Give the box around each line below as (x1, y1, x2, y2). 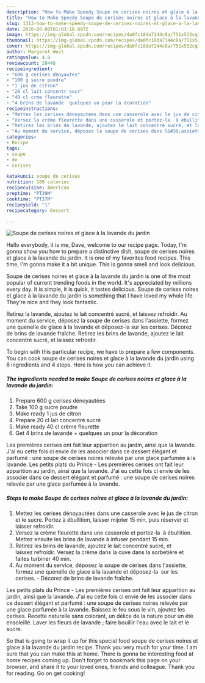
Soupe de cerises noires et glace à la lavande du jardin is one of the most (6, 272, 191, 280)
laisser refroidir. (15, 523, 55, 530)
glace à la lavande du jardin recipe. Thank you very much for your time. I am (6, 644, 198, 651)
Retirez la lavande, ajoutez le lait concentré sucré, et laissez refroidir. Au (6, 310, 187, 318)
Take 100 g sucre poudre (15, 404, 78, 411)
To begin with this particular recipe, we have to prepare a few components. (6, 348, 195, 356)
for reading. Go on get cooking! (6, 670, 85, 677)
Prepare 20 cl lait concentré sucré (15, 417, 101, 424)
